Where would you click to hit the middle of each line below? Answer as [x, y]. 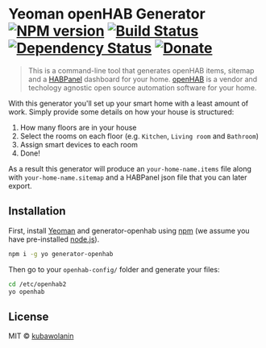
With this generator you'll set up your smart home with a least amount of [129, 103]
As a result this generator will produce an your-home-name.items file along [130, 168]
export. [20, 185]
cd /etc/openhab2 [37, 284]
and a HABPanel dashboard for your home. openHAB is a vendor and [143, 79]
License [29, 316]
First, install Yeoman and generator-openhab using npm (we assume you [129, 230]
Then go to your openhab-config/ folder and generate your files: [114, 269]
